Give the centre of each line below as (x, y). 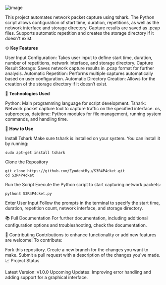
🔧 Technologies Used (28, 94)
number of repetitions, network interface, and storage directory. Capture (79, 63)
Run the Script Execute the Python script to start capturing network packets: (83, 184)
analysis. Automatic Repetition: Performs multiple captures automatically (79, 73)
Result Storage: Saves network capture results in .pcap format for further (80, 68)
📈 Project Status (22, 260)
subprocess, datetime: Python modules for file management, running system (83, 114)
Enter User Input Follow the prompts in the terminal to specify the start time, (83, 203)
